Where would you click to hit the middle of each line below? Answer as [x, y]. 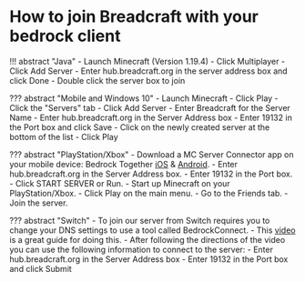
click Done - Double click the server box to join [97, 80]
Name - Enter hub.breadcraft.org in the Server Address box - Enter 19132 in [151, 117]
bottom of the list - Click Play [64, 136]
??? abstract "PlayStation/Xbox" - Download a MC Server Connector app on [152, 154]
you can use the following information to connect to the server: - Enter [141, 249]
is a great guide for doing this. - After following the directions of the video [147, 239]
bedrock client [65, 36]
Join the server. [39, 203]
